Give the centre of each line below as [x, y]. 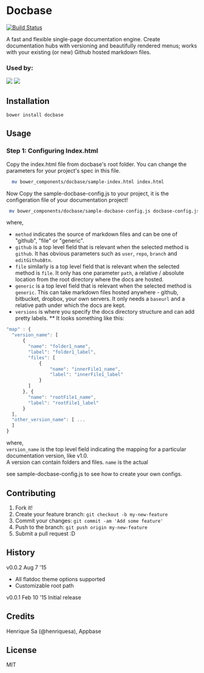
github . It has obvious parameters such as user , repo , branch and [96, 254]
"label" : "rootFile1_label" [63, 403]
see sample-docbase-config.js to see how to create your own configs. [94, 474]
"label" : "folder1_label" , [62, 352]
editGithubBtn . [34, 260]
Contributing [31, 493]
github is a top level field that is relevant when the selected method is [102, 247]
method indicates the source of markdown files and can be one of [96, 234]
